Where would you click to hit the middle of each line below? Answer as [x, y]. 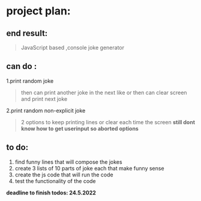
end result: [27, 33]
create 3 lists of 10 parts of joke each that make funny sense [89, 168]
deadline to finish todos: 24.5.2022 [51, 193]
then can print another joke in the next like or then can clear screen [104, 92]
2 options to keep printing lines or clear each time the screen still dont [108, 122]
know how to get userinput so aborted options [80, 128]
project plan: [38, 11]
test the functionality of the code [55, 181]
